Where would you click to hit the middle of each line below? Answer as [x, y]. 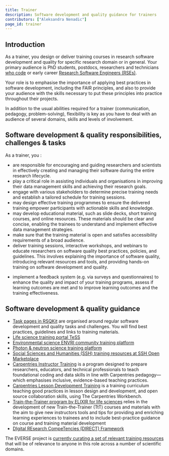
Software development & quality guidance [73, 309]
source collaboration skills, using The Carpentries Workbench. [77, 396]
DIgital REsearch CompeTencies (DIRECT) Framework [68, 428]
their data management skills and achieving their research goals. [80, 186]
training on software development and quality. [60, 267]
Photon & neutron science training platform [57, 348]
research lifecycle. [32, 175]
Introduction [25, 44]
